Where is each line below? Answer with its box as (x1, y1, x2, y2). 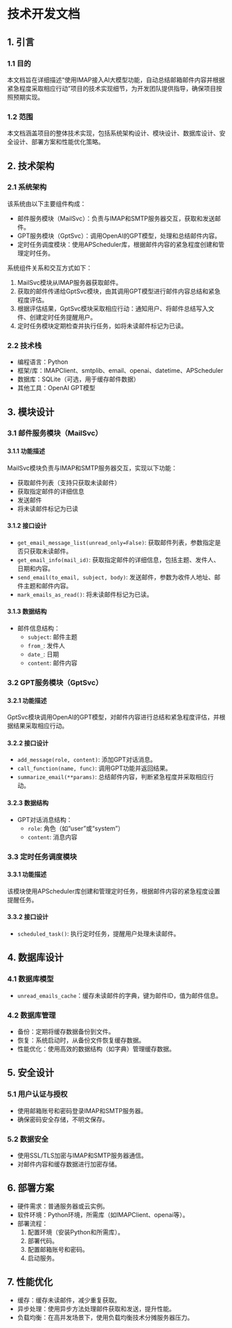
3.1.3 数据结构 (7, 607, 47, 615)
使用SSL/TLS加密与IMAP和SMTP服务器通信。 (17, 1151, 148, 1160)
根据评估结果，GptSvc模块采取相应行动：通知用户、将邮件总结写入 (17, 304, 208, 313)
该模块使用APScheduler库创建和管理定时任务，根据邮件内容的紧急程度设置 (7, 886, 220, 895)
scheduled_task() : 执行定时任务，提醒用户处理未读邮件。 (17, 929, 180, 938)
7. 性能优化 (7, 1276, 53, 1288)
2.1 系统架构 (7, 182, 47, 192)
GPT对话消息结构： (17, 815, 73, 823)
